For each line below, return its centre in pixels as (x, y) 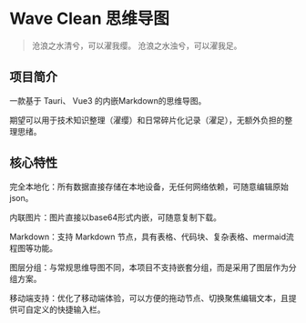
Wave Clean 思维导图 (90, 19)
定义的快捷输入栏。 (69, 309)
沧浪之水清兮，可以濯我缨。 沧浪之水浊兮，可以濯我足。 (137, 45)
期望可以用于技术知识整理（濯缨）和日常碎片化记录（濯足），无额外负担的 (147, 120)
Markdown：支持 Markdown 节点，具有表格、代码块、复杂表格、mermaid (148, 237)
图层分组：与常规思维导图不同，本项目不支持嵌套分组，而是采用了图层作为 (149, 267)
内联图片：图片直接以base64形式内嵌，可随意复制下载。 (115, 217)
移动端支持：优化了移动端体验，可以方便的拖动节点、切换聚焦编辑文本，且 (149, 298)
